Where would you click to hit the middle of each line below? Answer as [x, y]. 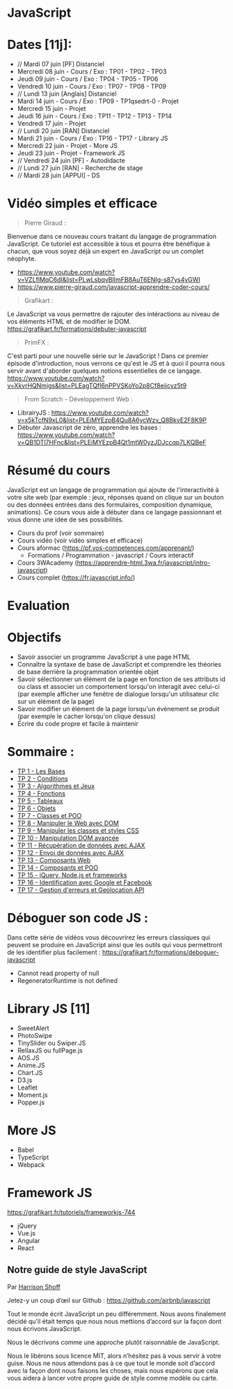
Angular [29, 1240]
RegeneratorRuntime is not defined [67, 981]
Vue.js [26, 1233]
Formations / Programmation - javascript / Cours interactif [111, 555]
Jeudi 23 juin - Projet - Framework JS [71, 153]
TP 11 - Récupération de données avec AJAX [81, 845]
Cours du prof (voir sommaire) [61, 533]
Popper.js [31, 1102]
